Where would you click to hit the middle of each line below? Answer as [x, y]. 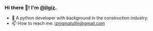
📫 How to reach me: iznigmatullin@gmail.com [58, 23]
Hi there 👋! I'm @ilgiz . [31, 8]
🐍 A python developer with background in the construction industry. [80, 18]
